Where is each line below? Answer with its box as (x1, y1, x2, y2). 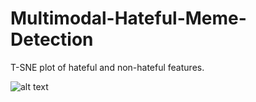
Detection (10, 28, 94, 51)
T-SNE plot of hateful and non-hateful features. (10, 61, 205, 73)
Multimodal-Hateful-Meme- (10, 7, 247, 30)
